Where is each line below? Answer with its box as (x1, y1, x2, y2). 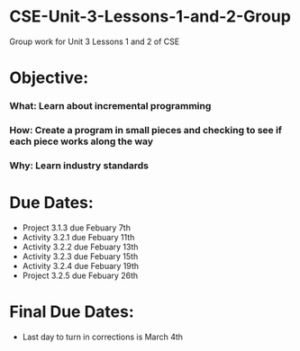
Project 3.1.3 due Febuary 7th (22, 222, 131, 233)
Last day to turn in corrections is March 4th (22, 331, 183, 342)
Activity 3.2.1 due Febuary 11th (22, 231, 135, 242)
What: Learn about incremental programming (9, 100, 212, 112)
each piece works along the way (9, 135, 154, 148)
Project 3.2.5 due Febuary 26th (22, 270, 139, 281)
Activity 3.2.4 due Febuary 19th (22, 260, 140, 271)
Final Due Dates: (9, 301, 135, 322)
